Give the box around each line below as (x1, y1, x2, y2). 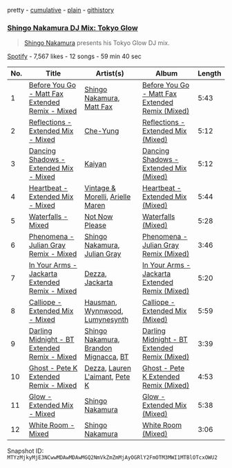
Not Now (84, 212, 113, 222)
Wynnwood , (84, 306, 124, 316)
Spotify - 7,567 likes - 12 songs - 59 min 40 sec (7, 52, 142, 61)
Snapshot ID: (7, 447, 44, 456)
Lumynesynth (84, 315, 129, 325)
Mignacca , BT (84, 352, 129, 362)
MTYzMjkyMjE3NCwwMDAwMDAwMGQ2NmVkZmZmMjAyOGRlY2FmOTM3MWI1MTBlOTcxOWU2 (7, 454, 217, 461)
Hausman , (84, 298, 117, 307)
